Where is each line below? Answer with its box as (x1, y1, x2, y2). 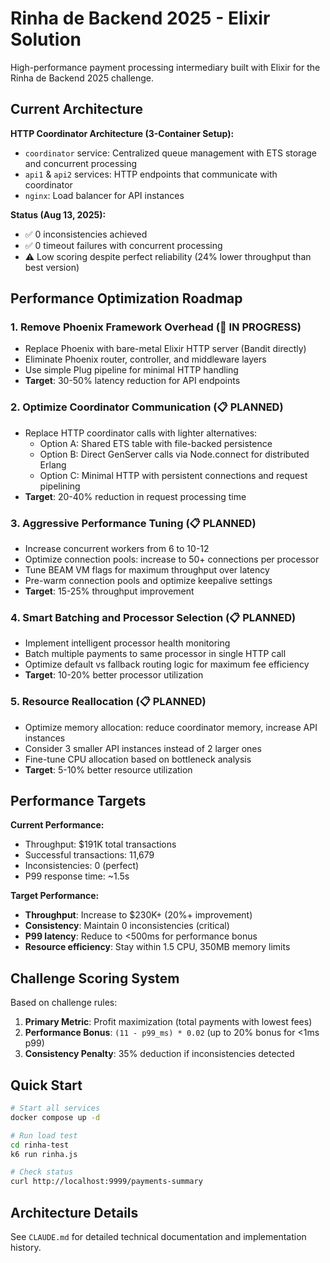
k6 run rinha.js (10, 1149, 78, 1159)
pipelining (39, 480, 81, 492)
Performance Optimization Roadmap (10, 290, 243, 307)
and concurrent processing (24, 157, 138, 169)
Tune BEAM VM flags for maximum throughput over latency (24, 564, 270, 576)
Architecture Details (10, 1204, 139, 1221)
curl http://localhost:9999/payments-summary (10, 1177, 203, 1187)
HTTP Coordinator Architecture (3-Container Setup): (10, 127, 235, 139)
